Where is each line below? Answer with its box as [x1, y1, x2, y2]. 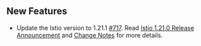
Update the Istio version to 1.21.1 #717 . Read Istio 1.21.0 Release [16, 23, 194, 32]
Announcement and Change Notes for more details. [16, 31, 163, 39]
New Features [6, 5, 67, 17]
